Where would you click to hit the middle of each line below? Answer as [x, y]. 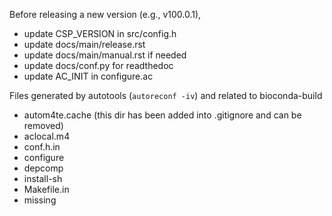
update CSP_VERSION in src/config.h [100, 33]
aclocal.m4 [47, 136]
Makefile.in [46, 189]
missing [40, 200]
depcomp [43, 168]
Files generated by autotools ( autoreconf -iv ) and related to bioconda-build [166, 95]
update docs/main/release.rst [84, 44]
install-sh [43, 178]
